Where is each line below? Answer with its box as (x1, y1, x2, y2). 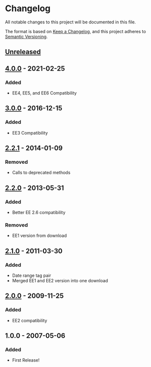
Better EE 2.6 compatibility (12, 210, 66, 215)
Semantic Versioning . (5, 34, 48, 39)
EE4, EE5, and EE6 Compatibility (12, 90, 77, 96)
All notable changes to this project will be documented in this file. (5, 19, 136, 25)
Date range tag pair (12, 272, 51, 278)
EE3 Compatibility (12, 130, 48, 135)
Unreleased (5, 48, 41, 56)
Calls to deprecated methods (12, 170, 71, 175)
